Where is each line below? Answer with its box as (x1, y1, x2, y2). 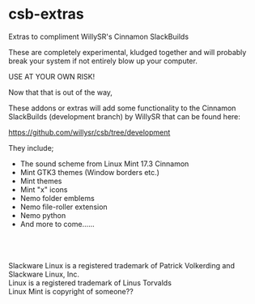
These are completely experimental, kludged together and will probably (8, 47, 247, 57)
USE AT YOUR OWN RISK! (8, 71, 96, 81)
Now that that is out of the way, (8, 87, 113, 97)
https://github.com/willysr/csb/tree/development (8, 127, 171, 137)
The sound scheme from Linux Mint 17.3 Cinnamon (19, 159, 189, 169)
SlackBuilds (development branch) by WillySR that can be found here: (8, 111, 241, 122)
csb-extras (8, 5, 84, 24)
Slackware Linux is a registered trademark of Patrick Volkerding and (8, 260, 235, 270)
